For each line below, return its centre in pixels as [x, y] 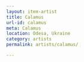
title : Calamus [25, 17]
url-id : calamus [26, 22]
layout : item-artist [32, 12]
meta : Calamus [24, 28]
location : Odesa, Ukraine [38, 34]
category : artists [29, 39]
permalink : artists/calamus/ [42, 45]
